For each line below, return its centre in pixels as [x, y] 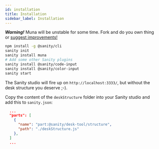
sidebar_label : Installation [35, 18]
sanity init [17, 51]
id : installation [23, 9]
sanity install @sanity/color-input [42, 69]
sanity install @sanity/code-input [41, 64]
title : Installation [26, 14]
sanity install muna [26, 55]
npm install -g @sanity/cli [34, 46]
